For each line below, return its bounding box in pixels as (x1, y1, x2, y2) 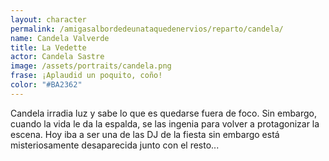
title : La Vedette (10, 42, 87, 53)
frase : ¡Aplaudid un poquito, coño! (10, 71, 163, 81)
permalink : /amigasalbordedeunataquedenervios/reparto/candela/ (10, 24, 284, 34)
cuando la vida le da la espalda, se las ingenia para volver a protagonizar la (10, 117, 320, 130)
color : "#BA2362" (10, 80, 83, 90)
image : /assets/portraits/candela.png (10, 61, 172, 71)
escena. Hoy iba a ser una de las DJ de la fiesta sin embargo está (10, 128, 280, 140)
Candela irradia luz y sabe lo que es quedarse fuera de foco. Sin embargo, (10, 107, 318, 119)
